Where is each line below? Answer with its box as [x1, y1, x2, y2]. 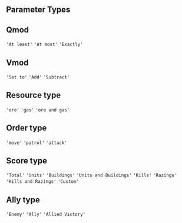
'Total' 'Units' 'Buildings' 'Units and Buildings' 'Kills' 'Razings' [6, 172, 177, 179]
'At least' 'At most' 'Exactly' [6, 41, 84, 48]
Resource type [6, 90, 61, 100]
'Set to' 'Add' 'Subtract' [6, 74, 70, 80]
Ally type [6, 195, 40, 205]
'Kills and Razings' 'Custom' [6, 179, 80, 185]
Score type [6, 156, 48, 166]
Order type [6, 123, 47, 133]
